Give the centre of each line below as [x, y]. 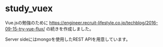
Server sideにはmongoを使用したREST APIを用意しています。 [68, 39]
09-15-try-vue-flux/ [25, 29]
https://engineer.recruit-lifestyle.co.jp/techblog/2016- [103, 23]
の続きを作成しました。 [70, 29]
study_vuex [29, 9]
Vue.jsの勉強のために [27, 23]
